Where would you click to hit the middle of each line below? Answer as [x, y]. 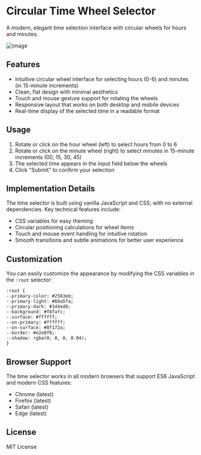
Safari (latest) [32, 407]
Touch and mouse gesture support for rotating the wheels [86, 98]
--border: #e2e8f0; [31, 333]
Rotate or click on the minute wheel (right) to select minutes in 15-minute [105, 151]
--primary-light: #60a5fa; [40, 301]
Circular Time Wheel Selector [81, 11]
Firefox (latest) [33, 401]
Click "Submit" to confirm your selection [65, 170]
